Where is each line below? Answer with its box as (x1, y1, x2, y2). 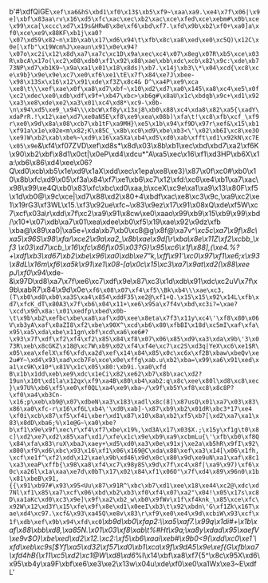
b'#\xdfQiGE (9, 7, 50, 16)
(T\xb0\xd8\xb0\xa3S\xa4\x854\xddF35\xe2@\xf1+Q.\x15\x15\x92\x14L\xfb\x (9, 293, 260, 301)
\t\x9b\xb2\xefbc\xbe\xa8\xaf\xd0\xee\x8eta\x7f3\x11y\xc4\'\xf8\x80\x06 (9, 314, 260, 322)
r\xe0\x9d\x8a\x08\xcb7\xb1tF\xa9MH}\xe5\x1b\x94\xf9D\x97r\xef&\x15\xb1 (9, 120, 260, 128)
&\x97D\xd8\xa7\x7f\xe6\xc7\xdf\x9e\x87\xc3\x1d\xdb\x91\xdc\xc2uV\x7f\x (9, 277, 258, 286)
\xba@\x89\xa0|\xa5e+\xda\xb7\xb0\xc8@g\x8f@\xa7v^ (9, 226, 195, 234)
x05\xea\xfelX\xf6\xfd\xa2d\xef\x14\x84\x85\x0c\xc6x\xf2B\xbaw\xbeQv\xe (9, 349, 260, 357)
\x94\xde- (30, 268, 65, 278)
